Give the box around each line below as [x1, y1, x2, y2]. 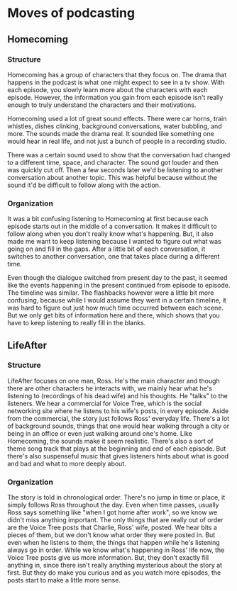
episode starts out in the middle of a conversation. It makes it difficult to [7, 222, 218, 231]
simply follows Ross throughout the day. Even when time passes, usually [7, 501, 219, 510]
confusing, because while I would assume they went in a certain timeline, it [7, 296, 227, 305]
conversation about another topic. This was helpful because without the [7, 173, 218, 181]
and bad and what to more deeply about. [7, 459, 126, 468]
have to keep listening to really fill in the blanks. [7, 319, 146, 327]
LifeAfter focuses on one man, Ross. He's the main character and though [7, 376, 220, 385]
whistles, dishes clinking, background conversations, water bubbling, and [7, 122, 222, 130]
